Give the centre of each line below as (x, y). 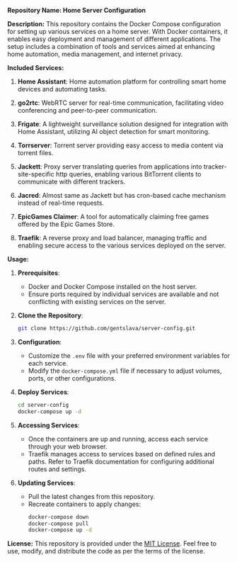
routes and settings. (57, 469)
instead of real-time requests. (61, 203)
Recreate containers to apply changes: (85, 504)
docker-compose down (58, 517)
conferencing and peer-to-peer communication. (87, 110)
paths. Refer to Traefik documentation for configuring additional (121, 461)
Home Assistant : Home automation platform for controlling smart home (122, 82)
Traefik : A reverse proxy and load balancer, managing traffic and (112, 238)
